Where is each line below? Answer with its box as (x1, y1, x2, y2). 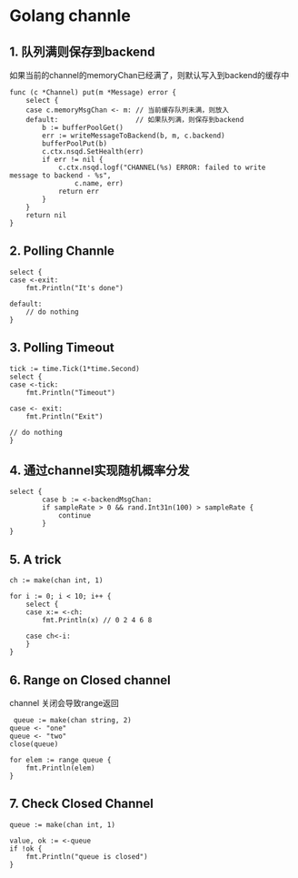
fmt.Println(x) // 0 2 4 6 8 (42, 616, 153, 625)
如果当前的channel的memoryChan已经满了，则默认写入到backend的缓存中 (9, 70, 290, 80)
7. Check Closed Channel (9, 796, 154, 812)
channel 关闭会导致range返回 (9, 698, 120, 709)
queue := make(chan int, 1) (9, 820, 116, 829)
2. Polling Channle (9, 243, 115, 259)
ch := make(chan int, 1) (9, 576, 104, 585)
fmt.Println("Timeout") (25, 388, 116, 397)
